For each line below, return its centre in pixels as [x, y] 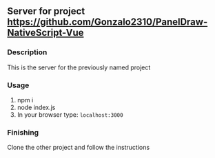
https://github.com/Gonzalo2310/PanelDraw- [107, 22]
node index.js [36, 107]
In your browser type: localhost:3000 [70, 114]
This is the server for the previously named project [79, 67]
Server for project [46, 11]
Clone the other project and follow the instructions [79, 148]
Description [27, 52]
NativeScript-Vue [45, 33]
